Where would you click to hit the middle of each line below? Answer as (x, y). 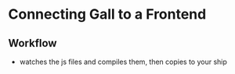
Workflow (33, 43)
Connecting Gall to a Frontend (107, 14)
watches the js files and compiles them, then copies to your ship (123, 62)
